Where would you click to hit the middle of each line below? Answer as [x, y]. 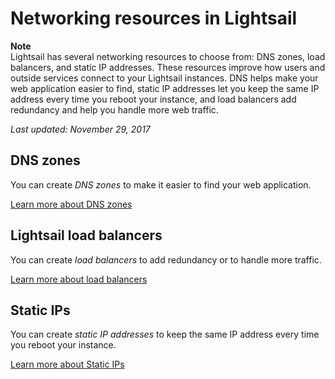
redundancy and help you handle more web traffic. [114, 109]
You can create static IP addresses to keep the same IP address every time [165, 334]
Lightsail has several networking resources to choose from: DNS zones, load [168, 56]
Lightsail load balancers [86, 235]
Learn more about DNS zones [71, 204]
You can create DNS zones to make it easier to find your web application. [161, 184]
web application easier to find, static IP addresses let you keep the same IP [165, 88]
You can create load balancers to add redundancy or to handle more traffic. [166, 259]
